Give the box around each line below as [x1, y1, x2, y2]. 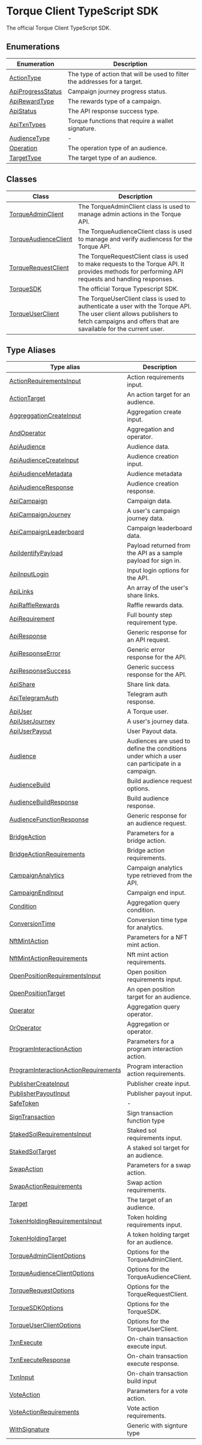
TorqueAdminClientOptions [9, 1252, 86, 1260]
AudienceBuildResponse [9, 798, 79, 807]
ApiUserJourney [9, 717, 55, 726]
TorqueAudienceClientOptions [9, 1269, 94, 1278]
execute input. [127, 1342, 167, 1351]
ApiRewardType [9, 97, 54, 105]
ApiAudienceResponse [9, 483, 74, 492]
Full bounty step [127, 611, 173, 620]
